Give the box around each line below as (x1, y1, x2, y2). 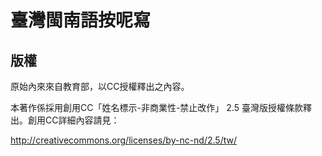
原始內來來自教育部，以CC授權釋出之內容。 (10, 81, 190, 92)
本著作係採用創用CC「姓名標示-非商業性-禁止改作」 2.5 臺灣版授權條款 (10, 102, 303, 113)
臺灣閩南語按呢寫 (10, 9, 152, 32)
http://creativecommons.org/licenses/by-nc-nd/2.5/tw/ (10, 134, 237, 146)
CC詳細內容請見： (44, 114, 120, 126)
